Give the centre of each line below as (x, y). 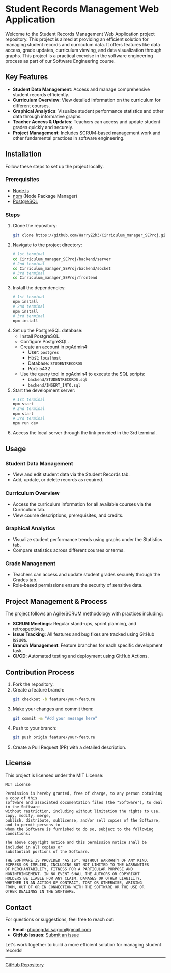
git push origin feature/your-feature (54, 737)
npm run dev (25, 423)
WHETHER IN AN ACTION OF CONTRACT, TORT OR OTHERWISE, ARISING (74, 883)
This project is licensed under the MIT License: (54, 775)
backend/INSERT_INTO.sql (54, 385)
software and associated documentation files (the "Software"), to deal (84, 803)
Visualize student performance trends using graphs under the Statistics (88, 540)
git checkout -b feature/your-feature (54, 699)
